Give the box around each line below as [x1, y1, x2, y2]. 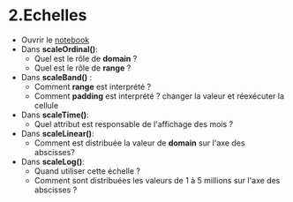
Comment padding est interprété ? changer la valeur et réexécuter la [34, 90, 284, 101]
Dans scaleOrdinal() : [20, 43, 98, 54]
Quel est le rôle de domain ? [34, 53, 138, 64]
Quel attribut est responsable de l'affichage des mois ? [34, 118, 234, 129]
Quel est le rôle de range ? [34, 63, 131, 73]
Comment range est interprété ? [34, 81, 152, 92]
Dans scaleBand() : [20, 71, 93, 82]
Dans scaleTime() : [20, 109, 89, 120]
